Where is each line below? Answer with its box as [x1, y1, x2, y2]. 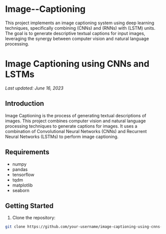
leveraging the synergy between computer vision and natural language [5, 36, 149, 42]
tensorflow [12, 172, 35, 178]
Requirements [5, 148, 49, 156]
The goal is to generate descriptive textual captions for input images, [5, 30, 146, 36]
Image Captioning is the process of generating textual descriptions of [5, 112, 147, 118]
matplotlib [12, 182, 33, 188]
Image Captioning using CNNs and [5, 58, 150, 70]
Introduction [5, 99, 44, 108]
